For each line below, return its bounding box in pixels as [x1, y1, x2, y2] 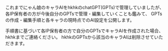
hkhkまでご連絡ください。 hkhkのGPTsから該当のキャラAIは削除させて [5, 34, 154, 40]
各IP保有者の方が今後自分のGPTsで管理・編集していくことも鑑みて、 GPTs [5, 11, 162, 17]
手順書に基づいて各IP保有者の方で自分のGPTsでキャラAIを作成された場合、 [5, 28, 163, 34]
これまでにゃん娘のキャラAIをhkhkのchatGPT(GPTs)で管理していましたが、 [5, 5, 164, 10]
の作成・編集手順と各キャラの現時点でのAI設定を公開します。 [5, 17, 135, 23]
